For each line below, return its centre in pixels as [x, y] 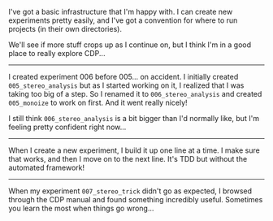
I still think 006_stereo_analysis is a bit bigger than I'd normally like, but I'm [134, 118]
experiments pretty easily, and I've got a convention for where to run [123, 20]
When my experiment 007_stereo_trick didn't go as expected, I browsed [130, 191]
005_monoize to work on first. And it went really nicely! [98, 102]
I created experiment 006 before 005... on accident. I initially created [123, 77]
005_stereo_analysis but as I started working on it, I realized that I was [126, 85]
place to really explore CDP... [57, 53]
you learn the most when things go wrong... [81, 208]
